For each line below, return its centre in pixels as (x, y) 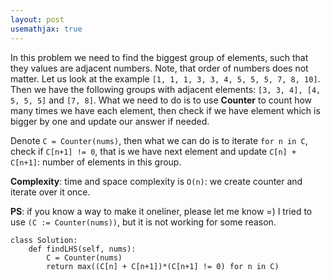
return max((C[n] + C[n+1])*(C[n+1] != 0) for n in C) (163, 266)
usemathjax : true (46, 29)
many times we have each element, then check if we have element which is (165, 110)
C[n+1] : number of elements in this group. (96, 162)
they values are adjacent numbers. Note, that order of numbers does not (159, 68)
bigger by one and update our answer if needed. (110, 121)
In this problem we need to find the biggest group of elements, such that (159, 57)
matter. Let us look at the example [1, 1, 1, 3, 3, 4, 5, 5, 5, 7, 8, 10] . (165, 78)
